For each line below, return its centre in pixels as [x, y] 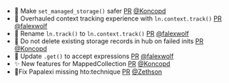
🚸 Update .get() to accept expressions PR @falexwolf [94, 56]
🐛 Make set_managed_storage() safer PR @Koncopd [90, 11]
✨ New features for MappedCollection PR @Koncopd [92, 63]
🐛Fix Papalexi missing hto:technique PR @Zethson [88, 72]
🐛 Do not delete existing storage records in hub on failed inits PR [109, 41]
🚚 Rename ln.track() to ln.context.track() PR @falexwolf [101, 33]
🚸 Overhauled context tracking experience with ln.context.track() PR [118, 18]
